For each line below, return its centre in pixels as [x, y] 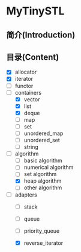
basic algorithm [43, 160]
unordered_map [43, 133]
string [31, 147]
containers [28, 92]
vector [32, 99]
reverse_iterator [43, 243]
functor [24, 86]
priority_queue [42, 231]
